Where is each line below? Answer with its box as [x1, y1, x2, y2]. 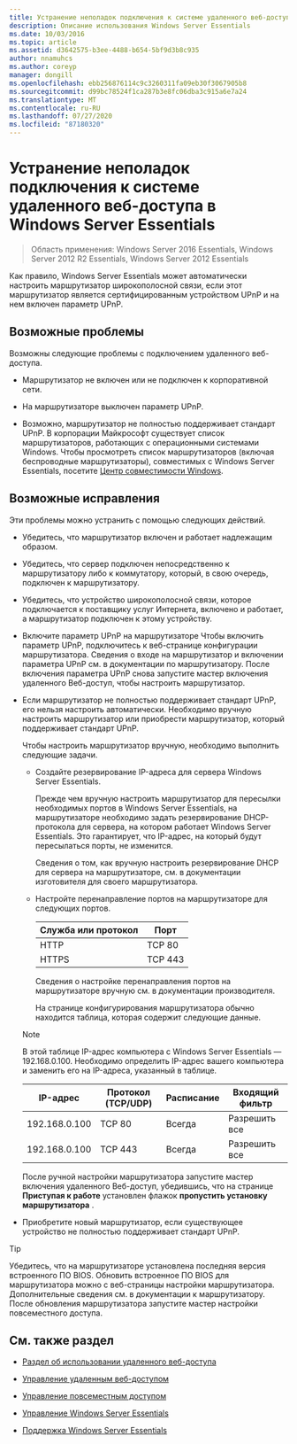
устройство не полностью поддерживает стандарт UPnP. [21, 1226, 240, 1237]
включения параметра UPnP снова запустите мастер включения [21, 668, 269, 679]
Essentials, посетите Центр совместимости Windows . [21, 465, 224, 476]
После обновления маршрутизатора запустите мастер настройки [9, 1298, 259, 1308]
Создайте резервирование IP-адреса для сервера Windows [34, 766, 263, 777]
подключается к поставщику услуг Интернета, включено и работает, [21, 603, 284, 614]
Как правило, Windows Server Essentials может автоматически [9, 270, 247, 281]
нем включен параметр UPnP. [9, 299, 124, 309]
